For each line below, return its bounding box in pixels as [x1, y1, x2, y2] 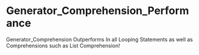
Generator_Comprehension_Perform [6, 4, 190, 18]
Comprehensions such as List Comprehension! [6, 42, 120, 49]
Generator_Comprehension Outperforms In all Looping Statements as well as [6, 36, 193, 43]
